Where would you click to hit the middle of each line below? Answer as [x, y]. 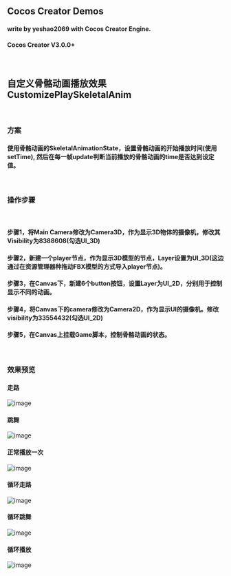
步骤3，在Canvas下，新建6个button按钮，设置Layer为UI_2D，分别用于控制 [115, 284]
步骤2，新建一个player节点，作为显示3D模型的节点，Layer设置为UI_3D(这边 [115, 258]
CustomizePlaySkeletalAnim [69, 95]
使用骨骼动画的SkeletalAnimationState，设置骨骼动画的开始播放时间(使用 [112, 148]
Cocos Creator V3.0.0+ [41, 45]
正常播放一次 [25, 452]
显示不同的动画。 [31, 292]
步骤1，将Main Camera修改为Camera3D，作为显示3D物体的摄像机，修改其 [114, 232]
